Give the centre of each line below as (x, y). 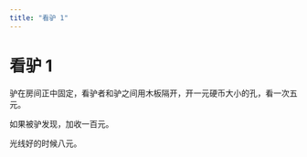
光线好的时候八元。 (46, 143)
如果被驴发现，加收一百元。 (62, 123)
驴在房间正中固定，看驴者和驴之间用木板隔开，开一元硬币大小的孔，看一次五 (153, 93)
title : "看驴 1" (39, 18)
